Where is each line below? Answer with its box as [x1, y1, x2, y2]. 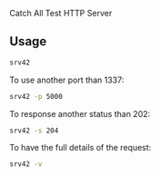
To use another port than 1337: [9, 74, 125, 85]
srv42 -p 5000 [9, 92, 64, 101]
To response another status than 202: [9, 108, 151, 119]
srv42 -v [9, 160, 43, 169]
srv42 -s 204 [9, 126, 59, 135]
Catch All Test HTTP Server [9, 8, 113, 18]
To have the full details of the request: [9, 142, 152, 153]
